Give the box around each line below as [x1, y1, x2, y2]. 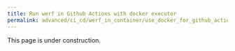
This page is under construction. [7, 36, 101, 44]
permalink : [7, 17, 39, 24]
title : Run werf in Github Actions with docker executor [7, 10, 177, 17]
